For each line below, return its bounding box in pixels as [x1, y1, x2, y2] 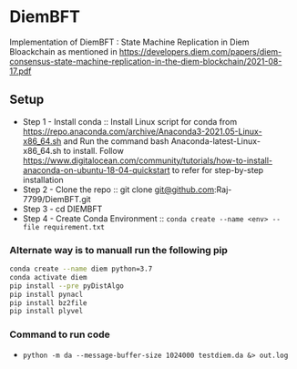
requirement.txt [43, 222, 105, 231]
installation [22, 174, 64, 185]
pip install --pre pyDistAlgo [9, 281, 125, 291]
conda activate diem [9, 272, 88, 282]
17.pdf [9, 66, 32, 77]
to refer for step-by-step [171, 164, 264, 175]
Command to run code [9, 328, 111, 341]
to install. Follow [63, 145, 125, 156]
